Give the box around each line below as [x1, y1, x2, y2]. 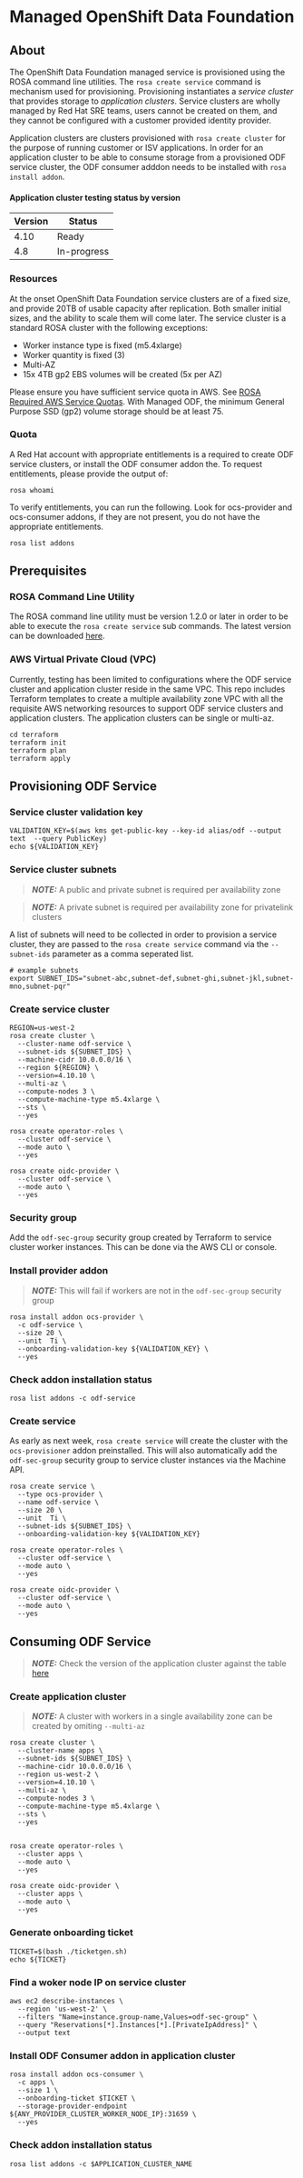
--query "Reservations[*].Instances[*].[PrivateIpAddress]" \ [17, 2020, 258, 2029]
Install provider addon [9, 1264, 109, 1277]
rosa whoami [9, 485, 54, 495]
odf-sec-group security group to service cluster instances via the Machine [9, 1454, 287, 1465]
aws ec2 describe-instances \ [9, 1996, 124, 2005]
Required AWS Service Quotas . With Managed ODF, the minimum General [9, 395, 285, 406]
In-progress [57, 245, 110, 258]
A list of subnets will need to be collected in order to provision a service [9, 929, 278, 940]
